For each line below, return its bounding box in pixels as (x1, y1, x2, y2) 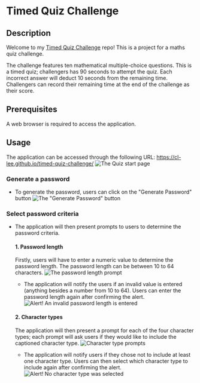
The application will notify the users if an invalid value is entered (23, 281, 183, 288)
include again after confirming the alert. (23, 363, 122, 371)
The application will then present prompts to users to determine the (14, 223, 181, 231)
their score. (6, 87, 35, 94)
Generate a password (6, 174, 70, 183)
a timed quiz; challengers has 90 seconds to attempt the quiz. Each (6, 68, 172, 75)
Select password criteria (6, 209, 79, 217)
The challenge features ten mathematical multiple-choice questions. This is (6, 62, 192, 69)
